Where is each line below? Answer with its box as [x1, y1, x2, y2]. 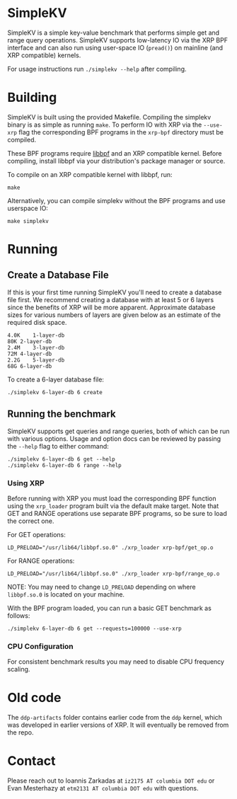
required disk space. [7, 318, 67, 326]
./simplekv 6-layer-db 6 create [7, 389, 103, 396]
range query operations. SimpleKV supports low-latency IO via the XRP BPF [7, 35, 229, 44]
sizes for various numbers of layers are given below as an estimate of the [7, 310, 221, 319]
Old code [7, 690, 62, 706]
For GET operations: [7, 530, 66, 539]
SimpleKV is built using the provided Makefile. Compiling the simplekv [7, 113, 212, 121]
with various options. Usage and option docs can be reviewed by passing [7, 434, 221, 443]
